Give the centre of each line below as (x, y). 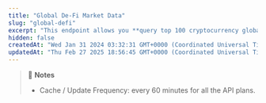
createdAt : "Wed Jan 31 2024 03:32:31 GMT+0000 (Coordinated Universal (129, 45)
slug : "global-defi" (42, 23)
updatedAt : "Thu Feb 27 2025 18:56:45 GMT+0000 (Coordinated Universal (129, 52)
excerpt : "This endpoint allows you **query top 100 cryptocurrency (123, 30)
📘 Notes (41, 75)
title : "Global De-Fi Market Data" (67, 15)
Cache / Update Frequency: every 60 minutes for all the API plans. (147, 90)
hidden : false (32, 38)
